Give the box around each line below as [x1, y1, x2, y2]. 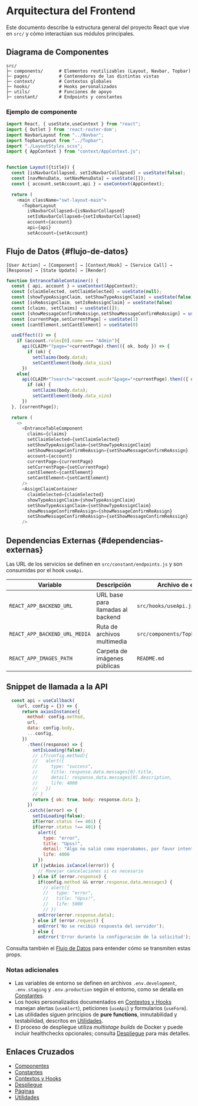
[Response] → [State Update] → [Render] [6, 267, 107, 273]
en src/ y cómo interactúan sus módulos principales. [6, 30, 135, 37]
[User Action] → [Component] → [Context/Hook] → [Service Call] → [6, 262, 173, 268]
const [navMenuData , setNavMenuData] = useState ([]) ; [11, 176, 146, 182]
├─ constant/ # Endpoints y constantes [6, 93, 123, 100]
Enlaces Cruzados [6, 1047, 75, 1057]
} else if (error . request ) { [32, 917, 104, 924]
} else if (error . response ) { [32, 873, 107, 879]
